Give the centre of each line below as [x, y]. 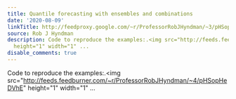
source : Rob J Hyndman [40, 33]
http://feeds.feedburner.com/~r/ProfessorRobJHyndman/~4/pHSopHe [125, 80]
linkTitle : [23, 27]
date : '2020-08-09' [36, 20]
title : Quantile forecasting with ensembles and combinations [100, 14]
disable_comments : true [42, 53]
